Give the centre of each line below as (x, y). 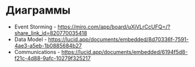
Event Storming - (35, 27)
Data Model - (31, 39)
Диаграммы (38, 10)
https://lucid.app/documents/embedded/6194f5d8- (124, 52)
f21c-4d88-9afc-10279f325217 (52, 58)
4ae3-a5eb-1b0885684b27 (48, 46)
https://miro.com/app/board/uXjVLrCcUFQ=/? (114, 27)
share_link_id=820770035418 (51, 33)
